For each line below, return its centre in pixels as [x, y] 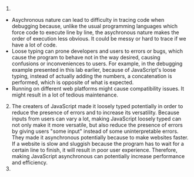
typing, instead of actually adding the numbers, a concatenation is [92, 76]
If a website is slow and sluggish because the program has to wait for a [98, 144]
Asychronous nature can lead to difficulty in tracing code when [88, 20]
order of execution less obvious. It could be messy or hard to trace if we [99, 39]
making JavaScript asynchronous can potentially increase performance [98, 156]
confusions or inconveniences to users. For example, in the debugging [97, 64]
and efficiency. [30, 162]
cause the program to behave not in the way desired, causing [86, 57]
